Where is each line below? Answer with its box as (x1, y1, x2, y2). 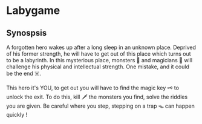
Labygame (6, 4, 60, 18)
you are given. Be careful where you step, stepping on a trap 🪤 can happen (6, 102, 195, 109)
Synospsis (6, 28, 47, 38)
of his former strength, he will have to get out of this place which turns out (6, 50, 192, 57)
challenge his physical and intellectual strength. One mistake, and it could (6, 63, 189, 70)
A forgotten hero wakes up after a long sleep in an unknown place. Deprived (6, 44, 197, 51)
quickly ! (6, 111, 28, 118)
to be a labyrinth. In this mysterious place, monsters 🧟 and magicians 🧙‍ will (6, 57, 192, 64)
